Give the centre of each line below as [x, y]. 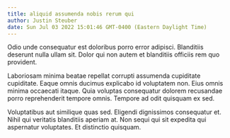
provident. [22, 62]
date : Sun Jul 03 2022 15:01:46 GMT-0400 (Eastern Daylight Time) [107, 27]
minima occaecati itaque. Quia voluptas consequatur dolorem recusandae [115, 91]
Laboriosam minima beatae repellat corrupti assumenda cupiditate [104, 76]
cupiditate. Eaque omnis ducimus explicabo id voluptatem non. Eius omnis [115, 84]
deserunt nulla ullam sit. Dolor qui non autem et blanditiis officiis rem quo [114, 54]
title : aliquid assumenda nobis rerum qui [71, 14]
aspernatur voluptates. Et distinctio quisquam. [74, 127]
